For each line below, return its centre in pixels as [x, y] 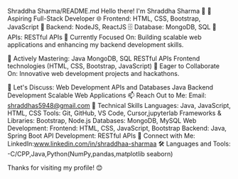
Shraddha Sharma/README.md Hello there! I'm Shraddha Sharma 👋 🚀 [109, 11]
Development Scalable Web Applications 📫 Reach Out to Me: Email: [107, 95]
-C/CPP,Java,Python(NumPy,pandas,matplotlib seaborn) [90, 154]
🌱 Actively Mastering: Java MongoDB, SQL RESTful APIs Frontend [104, 58]
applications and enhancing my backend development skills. [96, 45]
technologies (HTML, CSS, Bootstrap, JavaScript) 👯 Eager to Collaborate [114, 66]
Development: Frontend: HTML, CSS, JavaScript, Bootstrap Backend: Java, [117, 128]
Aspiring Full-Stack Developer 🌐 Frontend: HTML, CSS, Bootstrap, [104, 18]
